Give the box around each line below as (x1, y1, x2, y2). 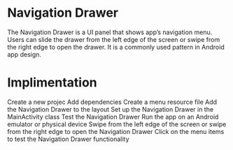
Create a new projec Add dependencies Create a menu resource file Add (7, 98, 218, 106)
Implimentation (7, 75, 97, 91)
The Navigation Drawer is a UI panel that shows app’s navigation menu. (7, 28, 213, 36)
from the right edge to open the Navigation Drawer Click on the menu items (7, 127, 225, 135)
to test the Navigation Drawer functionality (7, 135, 129, 143)
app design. (7, 50, 42, 59)
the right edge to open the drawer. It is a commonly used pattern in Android (7, 43, 225, 51)
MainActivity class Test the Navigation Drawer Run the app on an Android (7, 112, 219, 121)
